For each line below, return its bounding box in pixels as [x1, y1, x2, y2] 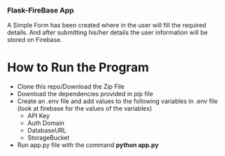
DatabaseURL [27, 126, 67, 135]
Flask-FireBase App [7, 5, 74, 15]
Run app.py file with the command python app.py [17, 141, 159, 149]
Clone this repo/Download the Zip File [17, 82, 125, 91]
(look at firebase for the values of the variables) [17, 104, 153, 113]
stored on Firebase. [7, 36, 63, 44]
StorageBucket [27, 133, 70, 142]
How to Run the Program [7, 60, 149, 76]
